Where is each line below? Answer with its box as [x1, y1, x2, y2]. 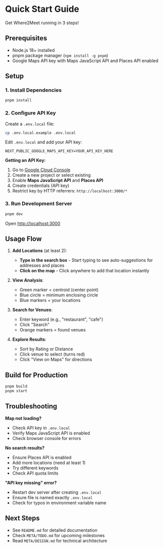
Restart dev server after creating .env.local [12, 489, 102, 495]
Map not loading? [5, 415, 42, 421]
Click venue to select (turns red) [19, 351, 85, 357]
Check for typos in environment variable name [12, 500, 107, 506]
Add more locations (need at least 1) [12, 460, 86, 466]
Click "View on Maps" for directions [19, 357, 93, 363]
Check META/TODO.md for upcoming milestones [12, 532, 105, 538]
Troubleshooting [5, 402, 58, 410]
